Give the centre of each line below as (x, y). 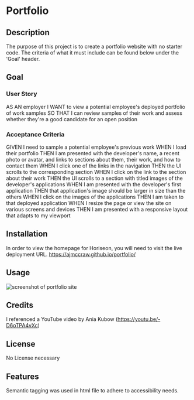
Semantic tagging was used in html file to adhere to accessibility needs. (93, 391)
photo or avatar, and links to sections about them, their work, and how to (93, 159)
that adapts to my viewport (39, 216)
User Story (22, 94)
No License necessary (33, 358)
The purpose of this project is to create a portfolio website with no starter (94, 46)
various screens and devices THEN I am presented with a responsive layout (97, 209)
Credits (20, 305)
